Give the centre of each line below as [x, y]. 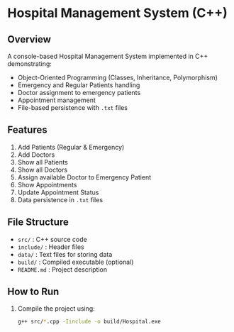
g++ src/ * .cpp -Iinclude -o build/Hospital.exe [89, 322]
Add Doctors [36, 155]
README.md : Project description [62, 269]
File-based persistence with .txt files [72, 107]
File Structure [38, 222]
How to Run [33, 292]
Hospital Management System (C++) [118, 13]
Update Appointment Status [58, 192]
